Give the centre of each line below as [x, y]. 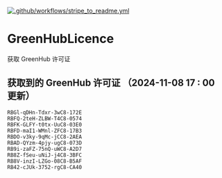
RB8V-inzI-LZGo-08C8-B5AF [44, 161]
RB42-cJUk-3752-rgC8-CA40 [44, 167]
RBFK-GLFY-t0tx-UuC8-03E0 [44, 124]
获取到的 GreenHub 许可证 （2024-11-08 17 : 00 [111, 83]
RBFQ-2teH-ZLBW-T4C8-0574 [44, 118]
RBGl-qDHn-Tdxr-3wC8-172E [44, 112]
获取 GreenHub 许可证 [39, 58]
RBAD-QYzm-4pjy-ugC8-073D [44, 143]
